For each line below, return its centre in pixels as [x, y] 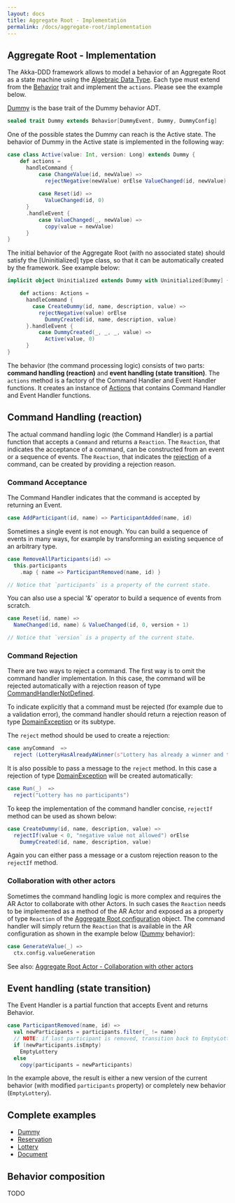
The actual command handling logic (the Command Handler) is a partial [110, 434]
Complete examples [52, 1115]
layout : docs [26, 14]
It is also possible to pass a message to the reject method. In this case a [112, 769]
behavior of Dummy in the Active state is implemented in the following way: [116, 142]
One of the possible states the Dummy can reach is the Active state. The [112, 135]
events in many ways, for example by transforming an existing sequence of [115, 538]
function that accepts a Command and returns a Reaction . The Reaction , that [114, 441]
